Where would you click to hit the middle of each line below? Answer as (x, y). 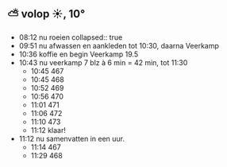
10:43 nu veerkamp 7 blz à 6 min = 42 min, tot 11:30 (103, 62)
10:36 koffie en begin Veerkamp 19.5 (79, 54)
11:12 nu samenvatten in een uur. (71, 138)
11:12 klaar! (48, 130)
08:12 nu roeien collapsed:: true (71, 37)
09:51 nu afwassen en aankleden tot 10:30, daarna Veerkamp (119, 45)
